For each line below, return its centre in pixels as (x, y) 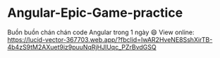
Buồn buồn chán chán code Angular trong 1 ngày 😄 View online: (101, 32)
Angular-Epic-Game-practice (95, 13)
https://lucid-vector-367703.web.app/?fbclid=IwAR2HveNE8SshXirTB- (110, 39)
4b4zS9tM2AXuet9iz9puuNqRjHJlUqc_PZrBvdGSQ (82, 47)
